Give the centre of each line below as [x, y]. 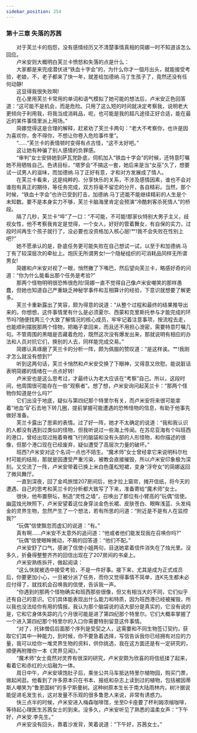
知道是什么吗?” [34, 393]
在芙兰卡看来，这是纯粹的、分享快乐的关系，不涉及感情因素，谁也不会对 [103, 180]
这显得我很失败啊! [38, 91]
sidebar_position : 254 [34, 11]
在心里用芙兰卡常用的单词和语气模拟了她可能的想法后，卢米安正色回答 [101, 98]
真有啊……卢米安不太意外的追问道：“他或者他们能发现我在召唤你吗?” [99, 533]
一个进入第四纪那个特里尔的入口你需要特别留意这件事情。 [75, 621]
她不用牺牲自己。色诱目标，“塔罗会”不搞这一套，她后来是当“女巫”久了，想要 [98, 165]
